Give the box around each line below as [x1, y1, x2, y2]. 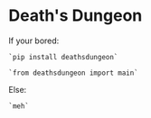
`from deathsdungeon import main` [8, 68, 139, 77]
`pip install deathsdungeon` [8, 52, 118, 61]
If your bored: [8, 35, 60, 46]
